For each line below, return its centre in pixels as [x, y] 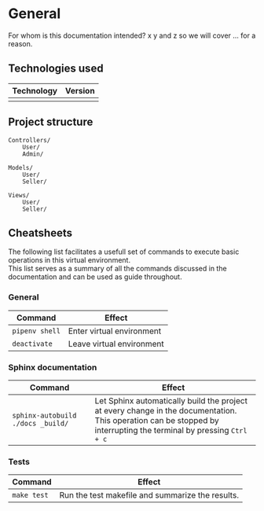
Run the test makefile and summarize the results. [149, 495]
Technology [35, 90]
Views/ [19, 195]
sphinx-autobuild [44, 415]
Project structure [51, 122]
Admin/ [33, 154]
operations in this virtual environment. [70, 260]
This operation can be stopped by [157, 420]
